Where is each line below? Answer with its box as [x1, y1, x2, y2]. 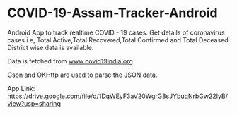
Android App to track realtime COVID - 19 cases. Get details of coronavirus [7, 28, 225, 37]
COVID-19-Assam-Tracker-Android [7, 5, 218, 21]
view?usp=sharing [7, 99, 62, 107]
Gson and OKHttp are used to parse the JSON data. [7, 71, 158, 79]
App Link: [7, 84, 35, 92]
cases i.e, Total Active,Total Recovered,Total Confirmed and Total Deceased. [7, 35, 231, 44]
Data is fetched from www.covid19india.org [7, 56, 133, 65]
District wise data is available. [7, 43, 94, 52]
